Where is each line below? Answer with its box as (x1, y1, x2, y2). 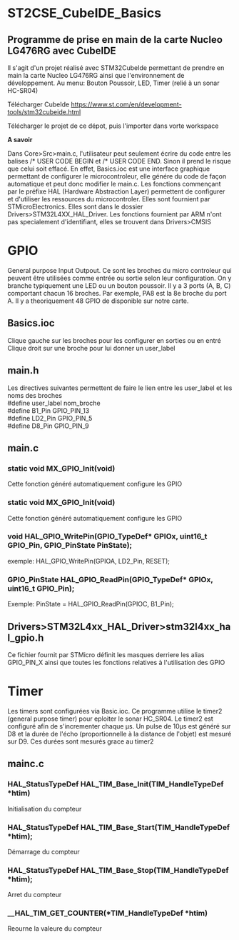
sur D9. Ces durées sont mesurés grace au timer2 (7, 737, 154, 746)
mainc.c (7, 758, 44, 770)
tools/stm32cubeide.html (7, 108, 81, 116)
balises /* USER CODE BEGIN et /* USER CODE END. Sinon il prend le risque (7, 157, 232, 165)
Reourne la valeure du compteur (7, 924, 102, 933)
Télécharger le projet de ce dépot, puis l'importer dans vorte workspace (7, 121, 219, 130)
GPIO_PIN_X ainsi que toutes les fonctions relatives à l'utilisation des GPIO (7, 658, 225, 666)
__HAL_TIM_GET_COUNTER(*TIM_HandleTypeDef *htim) (7, 909, 208, 919)
